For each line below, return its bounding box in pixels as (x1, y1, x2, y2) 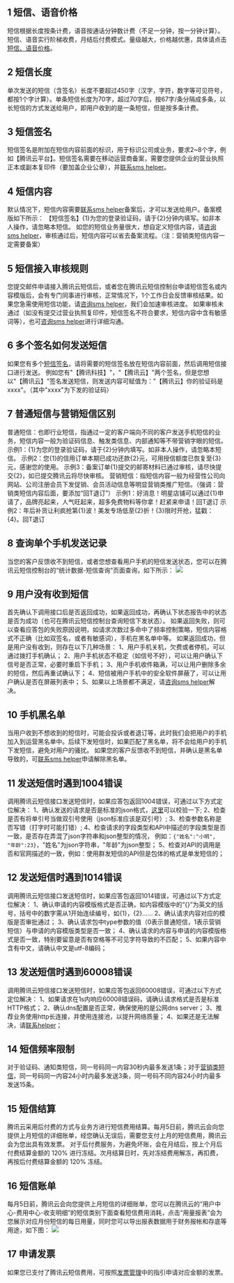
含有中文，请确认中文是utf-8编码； (7, 943, 107, 952)
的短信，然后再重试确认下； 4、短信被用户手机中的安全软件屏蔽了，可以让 (7, 669, 221, 678)
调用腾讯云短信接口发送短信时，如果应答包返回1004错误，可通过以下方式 (7, 797, 217, 805)
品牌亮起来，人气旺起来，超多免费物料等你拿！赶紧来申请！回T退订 (25, 497, 219, 506)
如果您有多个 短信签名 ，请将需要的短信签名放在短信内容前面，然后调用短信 (7, 359, 221, 367)
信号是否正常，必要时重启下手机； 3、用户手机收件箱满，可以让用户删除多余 (7, 660, 226, 669)
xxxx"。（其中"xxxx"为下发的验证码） (7, 386, 113, 394)
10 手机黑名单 (7, 708, 66, 720)
